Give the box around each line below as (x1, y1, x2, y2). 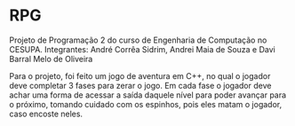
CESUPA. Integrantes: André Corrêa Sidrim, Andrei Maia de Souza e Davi (9, 43, 275, 54)
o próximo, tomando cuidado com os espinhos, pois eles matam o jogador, (9, 98, 283, 109)
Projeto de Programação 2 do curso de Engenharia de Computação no (9, 35, 267, 45)
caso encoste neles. (9, 108, 83, 119)
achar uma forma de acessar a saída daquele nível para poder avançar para (9, 90, 287, 100)
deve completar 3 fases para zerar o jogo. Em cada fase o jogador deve (9, 80, 272, 91)
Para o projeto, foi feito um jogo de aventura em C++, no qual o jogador (9, 70, 271, 81)
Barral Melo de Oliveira (9, 53, 93, 64)
